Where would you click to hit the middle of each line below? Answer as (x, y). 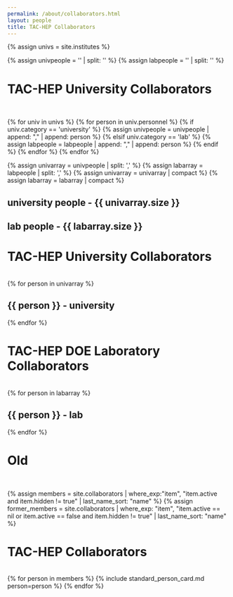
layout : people (29, 20)
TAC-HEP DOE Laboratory (84, 351)
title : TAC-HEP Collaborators (52, 27)
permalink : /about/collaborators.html (64, 14)
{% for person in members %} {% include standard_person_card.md (106, 579)
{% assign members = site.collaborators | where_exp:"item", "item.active (112, 494)
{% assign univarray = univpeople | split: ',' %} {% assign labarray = (105, 165)
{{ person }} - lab (45, 415)
